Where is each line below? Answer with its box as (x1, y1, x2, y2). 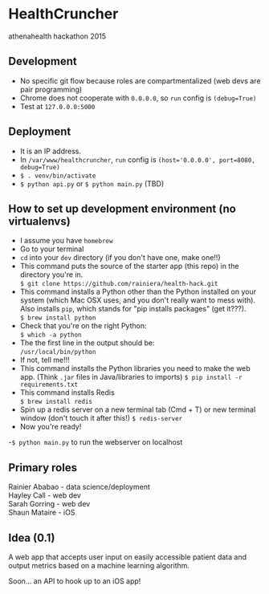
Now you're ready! (19, 422, 82, 432)
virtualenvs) (8, 214, 71, 228)
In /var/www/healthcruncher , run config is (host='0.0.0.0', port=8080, (19, 154, 255, 165)
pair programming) (19, 84, 83, 94)
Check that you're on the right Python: (19, 321, 147, 331)
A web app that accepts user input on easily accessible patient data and (8, 552, 247, 562)
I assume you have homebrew (19, 236, 113, 246)
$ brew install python (19, 314, 96, 322)
